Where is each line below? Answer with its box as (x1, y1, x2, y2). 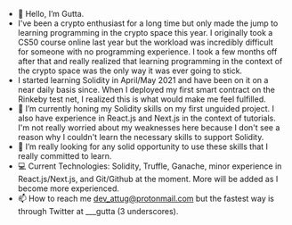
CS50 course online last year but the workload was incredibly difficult (17, 37, 273, 47)
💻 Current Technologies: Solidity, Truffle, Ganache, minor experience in (17, 161, 282, 171)
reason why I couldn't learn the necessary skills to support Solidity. (17, 132, 264, 142)
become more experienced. (17, 183, 120, 194)
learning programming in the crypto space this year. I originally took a (17, 28, 273, 37)
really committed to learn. (17, 151, 112, 161)
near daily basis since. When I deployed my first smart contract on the (17, 85, 276, 95)
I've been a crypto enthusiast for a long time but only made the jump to (17, 18, 279, 29)
